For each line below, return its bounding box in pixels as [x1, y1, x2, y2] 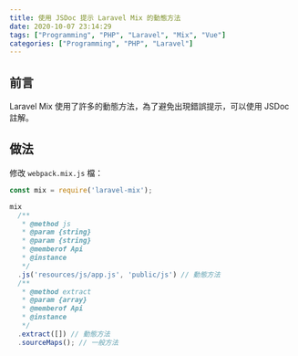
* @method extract [21, 287, 92, 297]
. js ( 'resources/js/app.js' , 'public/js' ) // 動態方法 [17, 270, 221, 279]
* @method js [21, 219, 71, 228]
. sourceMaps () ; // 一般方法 [17, 338, 118, 347]
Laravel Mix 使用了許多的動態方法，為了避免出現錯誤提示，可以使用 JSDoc [9, 101, 290, 112]
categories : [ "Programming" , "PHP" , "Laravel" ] [9, 38, 194, 48]
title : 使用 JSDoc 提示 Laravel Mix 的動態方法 [9, 13, 181, 23]
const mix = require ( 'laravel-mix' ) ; [9, 185, 153, 194]
